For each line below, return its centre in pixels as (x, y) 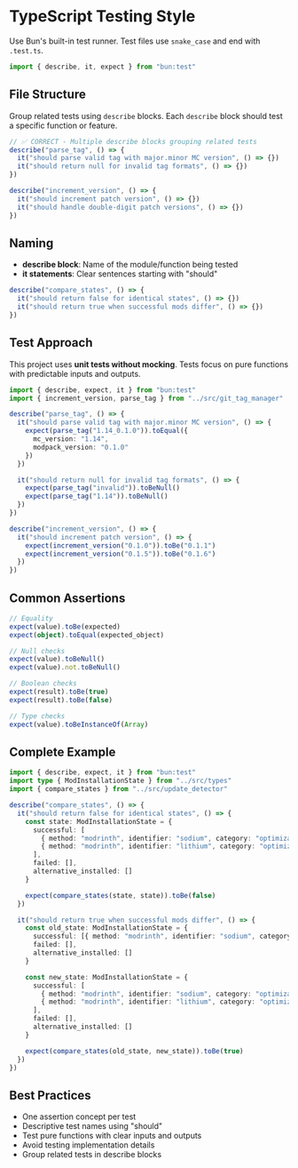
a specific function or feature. (63, 125)
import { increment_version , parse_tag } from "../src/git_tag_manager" (146, 398)
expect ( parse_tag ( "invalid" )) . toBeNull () (102, 488)
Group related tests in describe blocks (92, 1155)
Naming (31, 243)
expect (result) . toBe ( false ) (61, 700)
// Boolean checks (43, 684)
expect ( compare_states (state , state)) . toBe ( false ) (121, 895)
